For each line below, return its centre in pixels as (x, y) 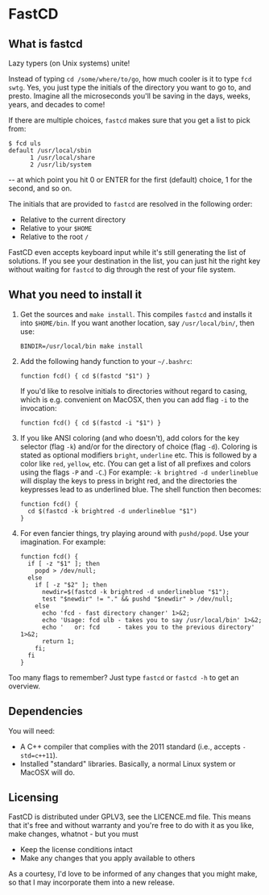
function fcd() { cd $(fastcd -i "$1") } (90, 423)
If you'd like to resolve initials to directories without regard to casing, (133, 391)
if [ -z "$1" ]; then (64, 563)
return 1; (58, 641)
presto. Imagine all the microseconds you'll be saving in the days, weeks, (130, 96)
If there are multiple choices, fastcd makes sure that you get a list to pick (130, 120)
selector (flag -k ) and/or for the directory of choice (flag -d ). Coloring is (139, 446)
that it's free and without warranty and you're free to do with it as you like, (131, 826)
